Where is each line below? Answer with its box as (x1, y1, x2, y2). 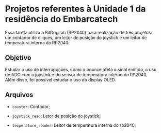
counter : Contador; (12, 104, 50, 109)
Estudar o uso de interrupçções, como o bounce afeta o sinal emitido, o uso (5, 66, 157, 72)
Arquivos (5, 91, 33, 99)
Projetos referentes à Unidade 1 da (5, 3, 146, 14)
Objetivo (5, 54, 32, 62)
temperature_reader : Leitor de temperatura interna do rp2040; (12, 122, 136, 128)
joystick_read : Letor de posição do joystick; (12, 113, 101, 119)
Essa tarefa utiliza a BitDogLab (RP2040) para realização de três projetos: (5, 29, 152, 35)
